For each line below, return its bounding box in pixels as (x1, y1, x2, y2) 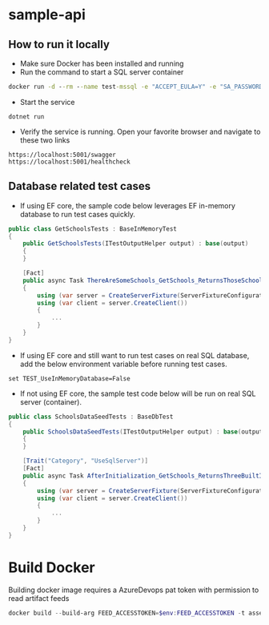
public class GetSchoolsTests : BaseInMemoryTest (8, 224, 178, 233)
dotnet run (8, 112, 45, 121)
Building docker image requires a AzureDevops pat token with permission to (8, 585, 259, 595)
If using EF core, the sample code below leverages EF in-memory (19, 200, 236, 210)
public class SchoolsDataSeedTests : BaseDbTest (8, 413, 174, 421)
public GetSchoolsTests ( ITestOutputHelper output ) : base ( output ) (22, 240, 249, 248)
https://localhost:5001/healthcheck (8, 158, 130, 166)
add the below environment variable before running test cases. (19, 359, 227, 369)
